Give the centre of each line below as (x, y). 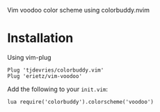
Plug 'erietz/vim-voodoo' (45, 76)
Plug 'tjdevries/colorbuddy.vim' (56, 70)
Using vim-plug (29, 57)
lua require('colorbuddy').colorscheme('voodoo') (81, 102)
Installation (40, 38)
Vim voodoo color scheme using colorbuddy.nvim (78, 10)
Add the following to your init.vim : (58, 89)
